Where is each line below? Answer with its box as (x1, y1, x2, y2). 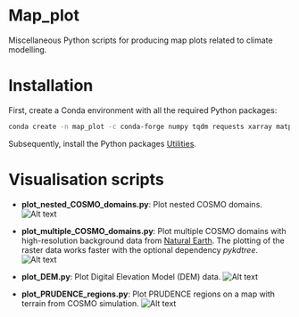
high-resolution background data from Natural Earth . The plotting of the (21, 235, 285, 246)
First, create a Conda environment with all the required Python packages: (8, 104, 278, 116)
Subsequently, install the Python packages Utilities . (8, 138, 197, 149)
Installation (8, 76, 94, 96)
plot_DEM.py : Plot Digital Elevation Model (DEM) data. (21, 271, 221, 281)
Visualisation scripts (8, 169, 164, 190)
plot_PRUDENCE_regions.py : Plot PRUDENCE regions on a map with (21, 289, 276, 299)
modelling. (8, 44, 47, 54)
